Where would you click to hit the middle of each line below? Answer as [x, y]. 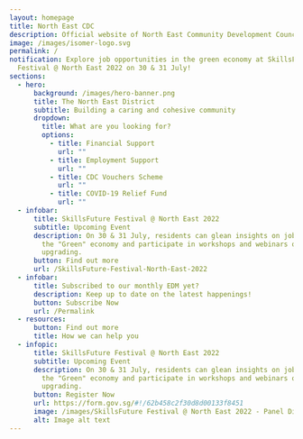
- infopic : [38, 344]
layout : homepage [42, 18]
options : [58, 135]
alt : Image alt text [72, 420]
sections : [28, 77]
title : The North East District [94, 101]
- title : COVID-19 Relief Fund [108, 194]
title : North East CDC [52, 26]
